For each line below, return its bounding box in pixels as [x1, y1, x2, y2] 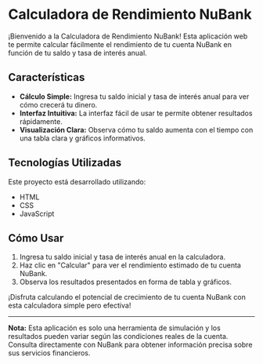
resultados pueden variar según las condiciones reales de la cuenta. [8, 332, 229, 341]
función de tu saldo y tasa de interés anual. [8, 48, 147, 57]
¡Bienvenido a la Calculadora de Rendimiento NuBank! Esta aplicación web [8, 31, 248, 41]
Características [8, 71, 85, 84]
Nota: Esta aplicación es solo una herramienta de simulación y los [8, 323, 221, 333]
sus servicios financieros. [8, 348, 91, 358]
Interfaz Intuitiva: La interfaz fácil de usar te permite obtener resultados [19, 108, 253, 118]
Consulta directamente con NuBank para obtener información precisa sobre [8, 340, 253, 350]
